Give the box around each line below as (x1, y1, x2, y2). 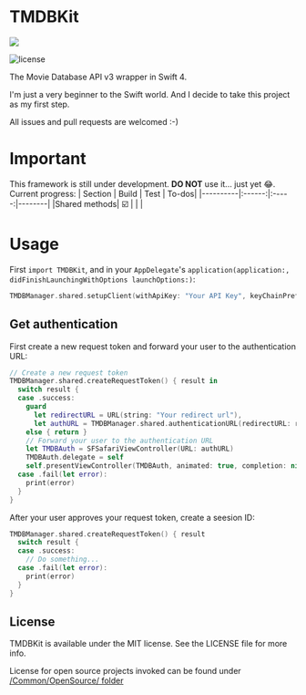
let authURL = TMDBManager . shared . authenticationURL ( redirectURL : (33, 419, 291, 428)
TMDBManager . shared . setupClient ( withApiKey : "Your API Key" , (9, 291, 247, 300)
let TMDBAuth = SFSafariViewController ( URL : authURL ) (25, 444, 234, 453)
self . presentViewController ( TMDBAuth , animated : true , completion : (25, 462, 287, 471)
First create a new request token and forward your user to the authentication (9, 340, 296, 352)
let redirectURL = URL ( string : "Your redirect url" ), (33, 410, 243, 420)
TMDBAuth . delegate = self (25, 453, 125, 462)
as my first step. (9, 99, 70, 109)
